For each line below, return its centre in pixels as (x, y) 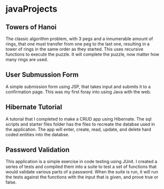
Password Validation (38, 150)
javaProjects (32, 9)
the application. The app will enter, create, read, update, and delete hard (78, 129)
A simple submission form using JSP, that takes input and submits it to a (78, 86)
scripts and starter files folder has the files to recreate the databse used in (80, 124)
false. (11, 182)
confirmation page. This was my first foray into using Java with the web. (78, 92)
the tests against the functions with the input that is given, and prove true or (82, 177)
